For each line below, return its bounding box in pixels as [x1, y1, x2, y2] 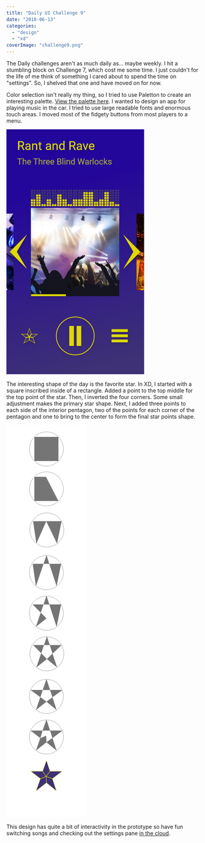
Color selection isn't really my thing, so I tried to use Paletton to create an [6, 91, 192, 98]
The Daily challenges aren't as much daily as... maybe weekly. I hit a [6, 60, 178, 67]
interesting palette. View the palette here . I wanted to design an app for [6, 98, 186, 105]
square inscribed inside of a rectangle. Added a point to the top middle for [6, 387, 193, 394]
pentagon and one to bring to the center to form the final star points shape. [6, 413, 196, 420]
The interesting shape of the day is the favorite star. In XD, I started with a [6, 380, 192, 388]
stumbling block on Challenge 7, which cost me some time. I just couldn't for [6, 66, 199, 73]
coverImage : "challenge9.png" [6, 42, 84, 48]
